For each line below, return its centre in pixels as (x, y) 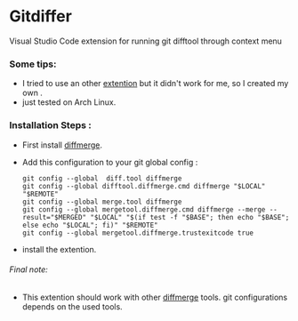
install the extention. (59, 249)
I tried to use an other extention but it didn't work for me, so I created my (155, 84)
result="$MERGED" (54, 217)
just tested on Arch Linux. (69, 102)
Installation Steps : (50, 125)
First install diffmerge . (62, 145)
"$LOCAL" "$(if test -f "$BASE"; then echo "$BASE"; (190, 217)
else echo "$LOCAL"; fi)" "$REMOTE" (90, 225)
